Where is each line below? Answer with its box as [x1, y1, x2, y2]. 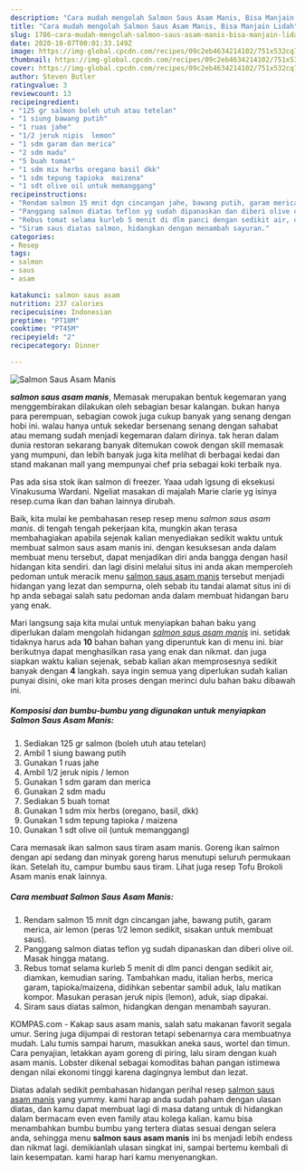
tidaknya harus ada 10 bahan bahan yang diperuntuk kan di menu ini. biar [10, 636, 284, 648]
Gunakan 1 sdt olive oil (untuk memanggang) [23, 824, 190, 835]
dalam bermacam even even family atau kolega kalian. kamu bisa [10, 1113, 253, 1124]
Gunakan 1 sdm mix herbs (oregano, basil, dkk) [23, 805, 199, 816]
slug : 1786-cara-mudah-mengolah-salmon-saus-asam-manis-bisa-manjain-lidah [10, 30, 302, 39]
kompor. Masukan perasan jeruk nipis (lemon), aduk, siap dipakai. [23, 991, 269, 1002]
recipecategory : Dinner [10, 341, 100, 350]
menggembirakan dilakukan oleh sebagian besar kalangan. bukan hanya [10, 400, 280, 412]
